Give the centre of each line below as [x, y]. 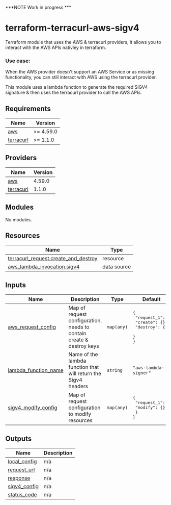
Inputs [16, 285]
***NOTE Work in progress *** [38, 7]
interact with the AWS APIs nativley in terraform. [56, 47]
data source [117, 267]
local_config [22, 462]
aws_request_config [32, 327]
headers [78, 386]
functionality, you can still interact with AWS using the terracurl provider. [81, 77]
